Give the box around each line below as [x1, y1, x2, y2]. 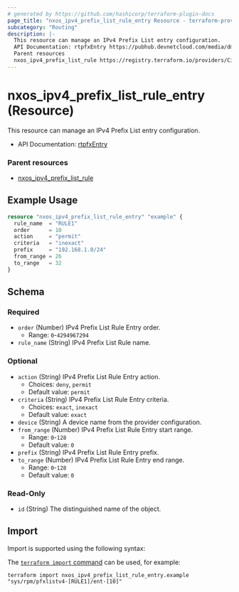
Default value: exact [28, 410, 87, 418]
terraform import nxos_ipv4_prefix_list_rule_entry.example [7, 571, 190, 578]
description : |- [7, 30, 55, 38]
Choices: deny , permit [28, 380, 92, 388]
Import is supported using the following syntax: [7, 544, 146, 552]
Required [7, 307, 40, 317]
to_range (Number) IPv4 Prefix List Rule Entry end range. [17, 455, 185, 464]
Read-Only [7, 488, 46, 498]
